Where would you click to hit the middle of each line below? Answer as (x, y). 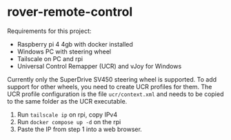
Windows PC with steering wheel (64, 51)
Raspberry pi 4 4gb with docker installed (75, 44)
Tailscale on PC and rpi (50, 58)
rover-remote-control (70, 12)
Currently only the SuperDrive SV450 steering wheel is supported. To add (112, 79)
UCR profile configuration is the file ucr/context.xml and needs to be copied (115, 94)
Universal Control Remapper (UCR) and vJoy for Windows (99, 66)
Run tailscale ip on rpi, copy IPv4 (67, 115)
